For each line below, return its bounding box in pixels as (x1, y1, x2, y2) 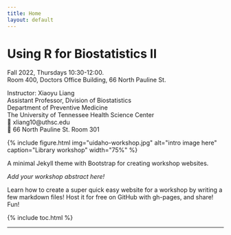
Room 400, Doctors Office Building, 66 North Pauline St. (7, 76, 166, 84)
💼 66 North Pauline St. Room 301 (7, 125, 100, 134)
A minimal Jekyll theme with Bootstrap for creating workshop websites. (7, 159, 209, 168)
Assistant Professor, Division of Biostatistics (7, 97, 132, 105)
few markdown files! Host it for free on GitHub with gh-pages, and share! (7, 193, 214, 201)
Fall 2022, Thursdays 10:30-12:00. (7, 69, 104, 77)
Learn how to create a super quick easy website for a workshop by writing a (7, 186, 223, 194)
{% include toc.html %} (7, 214, 74, 222)
